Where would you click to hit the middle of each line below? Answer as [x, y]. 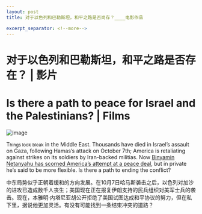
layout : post [23, 12]
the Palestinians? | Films [68, 116]
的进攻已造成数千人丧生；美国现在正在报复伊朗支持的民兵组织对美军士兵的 [98, 190]
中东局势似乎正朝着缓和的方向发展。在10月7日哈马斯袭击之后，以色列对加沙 [100, 182]
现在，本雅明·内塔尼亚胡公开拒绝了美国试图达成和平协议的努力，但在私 [104, 197]
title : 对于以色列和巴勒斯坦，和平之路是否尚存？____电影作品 [75, 17]
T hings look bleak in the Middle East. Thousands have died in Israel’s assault [98, 144]
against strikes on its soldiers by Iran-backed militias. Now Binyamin [90, 157]
